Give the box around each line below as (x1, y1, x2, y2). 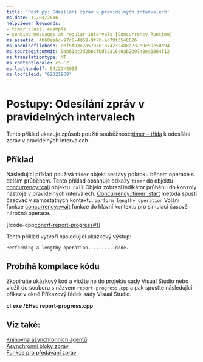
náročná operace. (6, 209, 51, 217)
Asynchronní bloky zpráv (6, 342, 69, 350)
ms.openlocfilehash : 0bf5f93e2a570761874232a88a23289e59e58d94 (6, 43, 170, 49)
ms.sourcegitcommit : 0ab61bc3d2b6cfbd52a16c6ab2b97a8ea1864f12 (6, 49, 170, 55)
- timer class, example (6, 26, 67, 32)
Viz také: (6, 320, 41, 330)
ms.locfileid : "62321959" (6, 71, 72, 77)
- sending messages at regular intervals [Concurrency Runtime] (6, 32, 173, 38)
